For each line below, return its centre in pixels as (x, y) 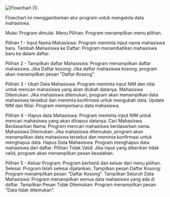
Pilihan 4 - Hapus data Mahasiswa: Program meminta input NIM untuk (78, 115)
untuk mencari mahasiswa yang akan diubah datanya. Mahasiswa (74, 89)
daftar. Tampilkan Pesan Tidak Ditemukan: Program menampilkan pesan (81, 185)
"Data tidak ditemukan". (30, 190)
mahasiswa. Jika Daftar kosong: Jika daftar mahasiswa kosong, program (81, 69)
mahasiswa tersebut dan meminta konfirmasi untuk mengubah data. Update (85, 100)
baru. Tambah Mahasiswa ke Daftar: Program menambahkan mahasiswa (81, 48)
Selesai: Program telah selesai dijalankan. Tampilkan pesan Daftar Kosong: (83, 168)
